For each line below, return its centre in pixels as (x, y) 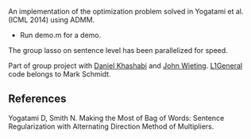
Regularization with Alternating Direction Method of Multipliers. (111, 126)
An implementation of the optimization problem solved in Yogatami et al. (126, 11)
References (37, 99)
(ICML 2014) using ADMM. (52, 20)
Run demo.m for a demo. (60, 35)
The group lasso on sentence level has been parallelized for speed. (118, 50)
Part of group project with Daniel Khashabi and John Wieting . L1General (125, 66)
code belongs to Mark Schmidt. (60, 74)
